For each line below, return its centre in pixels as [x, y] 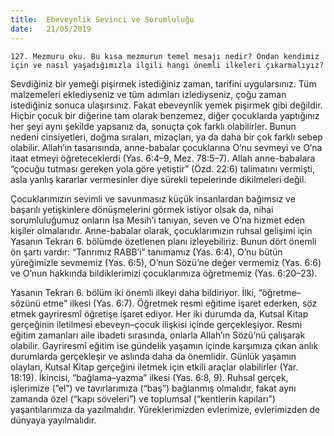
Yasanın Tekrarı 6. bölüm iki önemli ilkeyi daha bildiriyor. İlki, [133, 292]
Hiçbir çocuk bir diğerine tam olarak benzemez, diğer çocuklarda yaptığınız [165, 115]
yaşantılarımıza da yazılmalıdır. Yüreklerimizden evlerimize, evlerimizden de [165, 409]
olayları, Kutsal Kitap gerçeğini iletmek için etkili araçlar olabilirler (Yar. [154, 367]
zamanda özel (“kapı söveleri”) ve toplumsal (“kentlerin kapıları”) [143, 398]
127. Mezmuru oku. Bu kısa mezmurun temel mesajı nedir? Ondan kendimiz [165, 56]
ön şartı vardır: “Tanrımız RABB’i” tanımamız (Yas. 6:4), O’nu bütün [146, 252]
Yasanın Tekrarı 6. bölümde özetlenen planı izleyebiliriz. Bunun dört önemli [163, 241]
